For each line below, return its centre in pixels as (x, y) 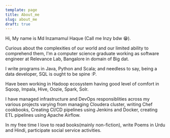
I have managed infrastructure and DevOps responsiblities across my (77, 99)
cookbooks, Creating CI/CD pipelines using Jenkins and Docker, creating (81, 110)
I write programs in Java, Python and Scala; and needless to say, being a (81, 69)
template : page (21, 10)
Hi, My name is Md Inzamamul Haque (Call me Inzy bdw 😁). (68, 38)
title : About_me (22, 15)
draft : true (18, 24)
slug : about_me (21, 19)
